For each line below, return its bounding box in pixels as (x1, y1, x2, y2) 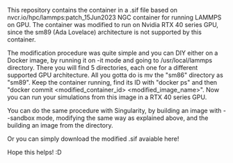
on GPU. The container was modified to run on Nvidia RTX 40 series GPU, (7, 21, 219, 28)
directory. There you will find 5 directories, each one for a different (7, 64, 198, 71)
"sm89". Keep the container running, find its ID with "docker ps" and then (7, 78, 218, 86)
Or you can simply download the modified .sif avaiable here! (7, 135, 179, 143)
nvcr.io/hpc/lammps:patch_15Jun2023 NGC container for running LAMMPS (7, 13, 222, 22)
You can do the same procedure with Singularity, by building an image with (7, 107, 222, 114)
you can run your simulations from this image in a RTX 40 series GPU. (7, 93, 207, 101)
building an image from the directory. (7, 121, 113, 129)
